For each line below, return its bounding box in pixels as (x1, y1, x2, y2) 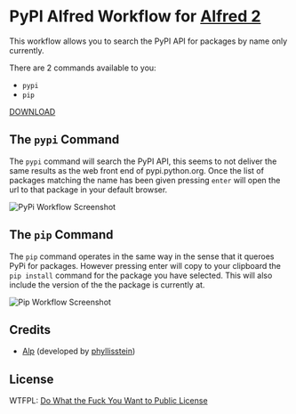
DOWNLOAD (9, 106, 56, 117)
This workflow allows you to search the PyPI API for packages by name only (9, 36, 288, 46)
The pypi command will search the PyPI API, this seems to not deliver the (9, 156, 277, 166)
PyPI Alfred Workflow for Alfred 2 (9, 6, 261, 27)
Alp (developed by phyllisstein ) (21, 345, 136, 357)
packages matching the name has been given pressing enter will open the (9, 175, 281, 185)
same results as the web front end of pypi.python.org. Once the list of (9, 165, 265, 175)
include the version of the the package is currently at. (9, 279, 205, 290)
